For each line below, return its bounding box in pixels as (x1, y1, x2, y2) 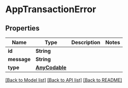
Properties (5, 24, 40, 33)
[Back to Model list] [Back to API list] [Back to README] (5, 77, 122, 83)
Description (71, 39, 100, 46)
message (8, 56, 31, 63)
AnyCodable (35, 64, 67, 71)
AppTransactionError (5, 4, 96, 15)
